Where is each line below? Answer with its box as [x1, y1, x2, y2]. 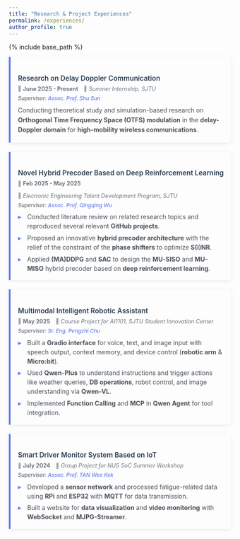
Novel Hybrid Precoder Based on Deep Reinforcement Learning [18, 168, 224, 178]
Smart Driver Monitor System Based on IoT [18, 450, 157, 460]
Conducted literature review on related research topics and [27, 213, 199, 221]
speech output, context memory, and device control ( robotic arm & [27, 347, 222, 356]
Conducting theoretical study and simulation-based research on [18, 105, 204, 114]
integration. [27, 408, 61, 417]
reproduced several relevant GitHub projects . [27, 222, 160, 231]
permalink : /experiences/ [8, 17, 85, 24]
